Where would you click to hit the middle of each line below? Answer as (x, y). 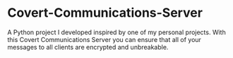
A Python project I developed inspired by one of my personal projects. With (116, 32)
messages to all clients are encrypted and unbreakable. (88, 47)
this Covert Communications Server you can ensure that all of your (104, 39)
